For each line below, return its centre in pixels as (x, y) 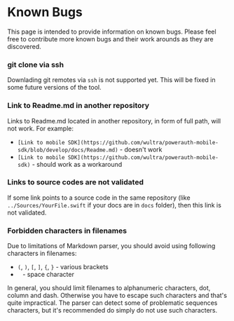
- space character (48, 275)
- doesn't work (141, 149)
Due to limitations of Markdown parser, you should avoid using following (111, 246)
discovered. (25, 46)
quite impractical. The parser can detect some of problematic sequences (112, 303)
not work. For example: (41, 128)
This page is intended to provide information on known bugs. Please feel (112, 32)
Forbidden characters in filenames (67, 231)
